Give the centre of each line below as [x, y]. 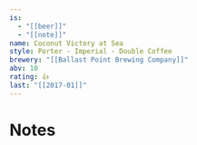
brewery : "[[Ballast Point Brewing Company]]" [99, 60]
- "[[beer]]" [42, 26]
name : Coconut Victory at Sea [67, 43]
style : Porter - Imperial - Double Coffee [91, 52]
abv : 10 [24, 69]
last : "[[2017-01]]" [49, 85]
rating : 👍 [30, 77]
